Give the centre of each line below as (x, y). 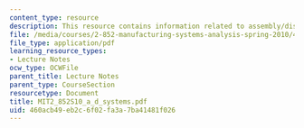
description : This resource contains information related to (127, 26)
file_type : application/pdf (62, 43)
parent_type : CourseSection (62, 85)
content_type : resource (54, 18)
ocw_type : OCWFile (44, 69)
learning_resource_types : (58, 51)
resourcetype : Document (54, 93)
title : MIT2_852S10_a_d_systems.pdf (78, 101)
